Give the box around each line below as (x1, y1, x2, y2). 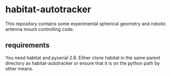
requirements (5, 41, 50, 50)
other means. (5, 65, 33, 71)
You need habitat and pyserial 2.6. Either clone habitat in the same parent (5, 54, 161, 61)
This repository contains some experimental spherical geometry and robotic (5, 21, 166, 27)
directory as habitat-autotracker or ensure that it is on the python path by (5, 60, 160, 66)
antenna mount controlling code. (5, 26, 74, 32)
